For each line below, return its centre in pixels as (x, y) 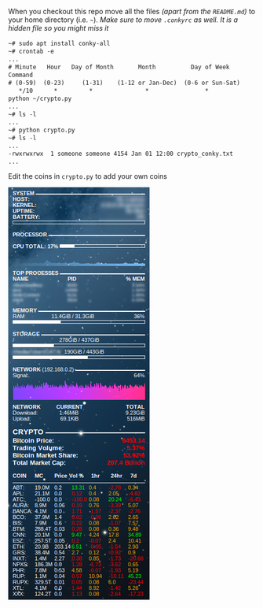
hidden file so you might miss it (58, 28)
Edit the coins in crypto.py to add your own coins (88, 176)
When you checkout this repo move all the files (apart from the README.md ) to (132, 11)
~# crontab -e (31, 51)
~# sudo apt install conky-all (59, 43)
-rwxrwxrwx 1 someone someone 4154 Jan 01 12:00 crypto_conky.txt (121, 154)
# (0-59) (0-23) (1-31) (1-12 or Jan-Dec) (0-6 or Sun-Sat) (124, 83)
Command (21, 75)
